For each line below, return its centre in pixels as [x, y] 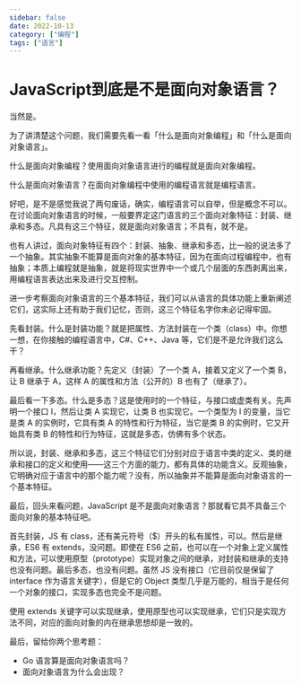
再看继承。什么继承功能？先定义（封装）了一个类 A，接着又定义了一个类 [142, 370]
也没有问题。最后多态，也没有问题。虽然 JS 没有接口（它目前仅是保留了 [142, 570]
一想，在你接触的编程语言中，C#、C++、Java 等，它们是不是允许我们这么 [146, 340]
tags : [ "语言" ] [36, 43]
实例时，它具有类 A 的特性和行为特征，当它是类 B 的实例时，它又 [162, 423]
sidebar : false [38, 18]
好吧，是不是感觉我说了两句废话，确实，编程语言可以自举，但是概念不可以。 [150, 204]
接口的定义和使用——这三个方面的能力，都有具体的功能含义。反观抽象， [158, 464]
